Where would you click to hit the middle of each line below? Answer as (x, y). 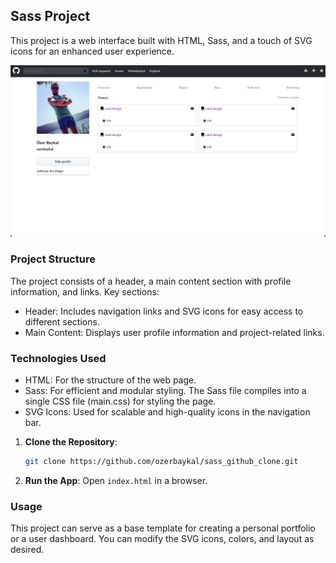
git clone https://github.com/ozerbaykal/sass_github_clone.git (161, 462)
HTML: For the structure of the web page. (110, 380)
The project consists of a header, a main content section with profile (151, 281)
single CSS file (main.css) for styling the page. (120, 401)
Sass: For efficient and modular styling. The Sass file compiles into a (165, 391)
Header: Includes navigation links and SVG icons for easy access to (164, 311)
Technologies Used (58, 358)
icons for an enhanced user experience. (92, 51)
